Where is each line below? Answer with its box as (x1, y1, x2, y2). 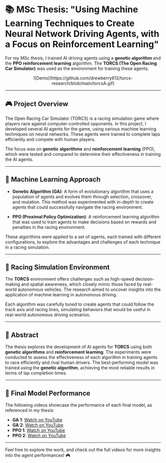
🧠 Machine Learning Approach (5, 176, 101, 184)
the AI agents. (5, 156, 34, 162)
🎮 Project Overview (5, 100, 68, 108)
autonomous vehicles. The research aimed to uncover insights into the (17, 286, 161, 292)
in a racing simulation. (5, 244, 50, 250)
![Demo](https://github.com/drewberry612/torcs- (33, 75, 133, 81)
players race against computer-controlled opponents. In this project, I (5, 120, 147, 126)
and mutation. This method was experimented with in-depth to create (12, 199, 154, 205)
